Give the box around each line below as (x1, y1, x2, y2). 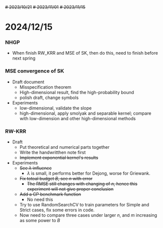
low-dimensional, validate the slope (19, 105, 92, 111)
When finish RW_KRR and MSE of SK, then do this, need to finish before (12, 50, 159, 56)
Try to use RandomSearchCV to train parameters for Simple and (19, 202, 149, 208)
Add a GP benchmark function (19, 192, 81, 197)
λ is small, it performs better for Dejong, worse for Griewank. (27, 170, 151, 176)
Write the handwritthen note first (19, 150, 86, 156)
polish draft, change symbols (19, 95, 79, 100)
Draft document (12, 79, 44, 85)
